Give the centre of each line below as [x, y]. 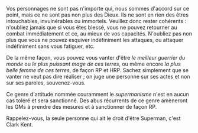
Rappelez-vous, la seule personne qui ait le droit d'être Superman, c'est [93, 118]
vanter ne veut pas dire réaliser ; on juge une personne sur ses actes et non [98, 77]
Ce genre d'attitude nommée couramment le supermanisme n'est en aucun [98, 94]
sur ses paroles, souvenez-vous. [46, 83]
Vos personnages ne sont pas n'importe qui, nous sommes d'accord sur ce [98, 9]
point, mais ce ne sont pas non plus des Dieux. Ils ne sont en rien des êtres [98, 15]
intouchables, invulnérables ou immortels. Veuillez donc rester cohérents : [96, 21]
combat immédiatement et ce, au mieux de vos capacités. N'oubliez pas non [99, 34]
